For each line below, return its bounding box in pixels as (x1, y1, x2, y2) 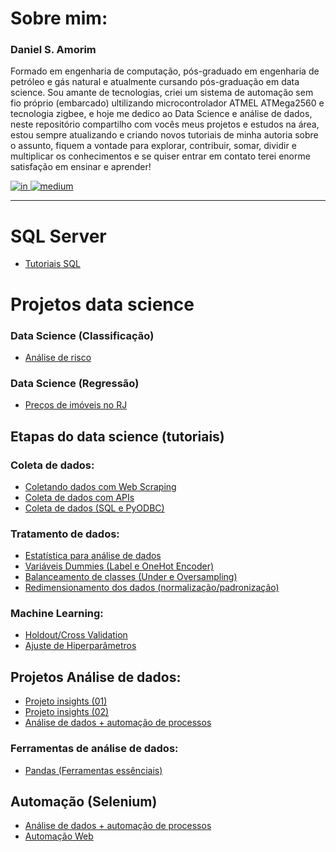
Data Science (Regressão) (10, 376, 140, 390)
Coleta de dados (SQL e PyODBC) (24, 502, 165, 514)
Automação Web (24, 830, 94, 842)
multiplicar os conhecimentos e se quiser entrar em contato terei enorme (10, 150, 311, 162)
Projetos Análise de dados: (10, 668, 182, 686)
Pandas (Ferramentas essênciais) (24, 764, 163, 776)
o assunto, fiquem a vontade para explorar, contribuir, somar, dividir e (10, 140, 297, 152)
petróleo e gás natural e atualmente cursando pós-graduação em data (10, 76, 300, 88)
